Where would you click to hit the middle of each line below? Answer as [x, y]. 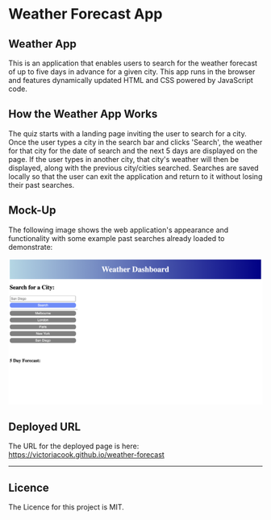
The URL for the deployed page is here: [74, 446]
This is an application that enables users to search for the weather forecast [133, 63]
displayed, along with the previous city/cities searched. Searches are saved [134, 168]
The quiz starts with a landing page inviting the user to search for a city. [128, 133]
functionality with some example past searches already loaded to [117, 238]
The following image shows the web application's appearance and [119, 230]
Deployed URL [45, 427]
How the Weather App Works [83, 114]
